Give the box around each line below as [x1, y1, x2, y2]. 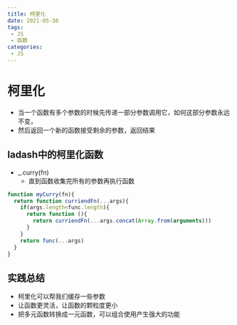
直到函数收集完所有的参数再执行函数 [28, 176, 135, 185]
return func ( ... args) [20, 237, 84, 244]
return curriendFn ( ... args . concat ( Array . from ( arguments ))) [33, 217, 212, 225]
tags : [7, 24, 23, 31]
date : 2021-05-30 [7, 17, 59, 24]
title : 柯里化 [7, 10, 46, 18]
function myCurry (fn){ [7, 190, 75, 198]
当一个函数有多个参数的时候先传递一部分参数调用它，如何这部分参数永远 [17, 108, 230, 116]
